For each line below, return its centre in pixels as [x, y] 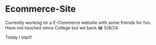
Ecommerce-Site [40, 9]
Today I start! [19, 37]
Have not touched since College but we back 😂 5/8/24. [62, 27]
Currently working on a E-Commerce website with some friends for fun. [78, 22]
